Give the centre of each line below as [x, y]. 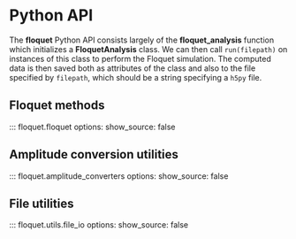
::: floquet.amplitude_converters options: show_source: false [119, 176]
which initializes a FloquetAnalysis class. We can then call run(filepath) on [148, 49]
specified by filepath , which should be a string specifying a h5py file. [136, 77]
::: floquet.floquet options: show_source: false [92, 127]
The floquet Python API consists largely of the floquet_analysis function [142, 40]
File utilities [42, 203]
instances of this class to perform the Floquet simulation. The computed [140, 58]
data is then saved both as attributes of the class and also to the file [133, 68]
